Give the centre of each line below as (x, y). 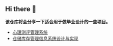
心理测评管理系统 (30, 32)
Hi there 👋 (21, 9)
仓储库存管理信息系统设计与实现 (45, 38)
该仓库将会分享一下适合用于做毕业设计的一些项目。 (58, 22)
